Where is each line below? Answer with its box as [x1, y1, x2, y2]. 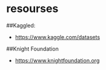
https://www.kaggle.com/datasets [15, 33, 101, 40]
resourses [6, 2, 59, 16]
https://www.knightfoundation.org [15, 57, 100, 64]
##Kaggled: [6, 22, 36, 29]
